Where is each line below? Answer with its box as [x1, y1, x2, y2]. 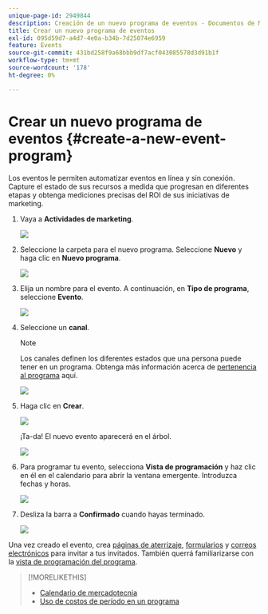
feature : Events [8, 42, 62, 50]
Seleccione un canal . [19, 322, 90, 332]
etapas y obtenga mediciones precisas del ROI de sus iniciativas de [8, 189, 230, 200]
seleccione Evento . [19, 292, 84, 301]
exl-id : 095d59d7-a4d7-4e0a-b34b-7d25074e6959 [8, 34, 166, 42]
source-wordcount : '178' [8, 64, 91, 72]
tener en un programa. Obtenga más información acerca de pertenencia [19, 361, 257, 372]
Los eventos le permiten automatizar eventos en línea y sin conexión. [8, 173, 235, 182]
